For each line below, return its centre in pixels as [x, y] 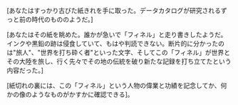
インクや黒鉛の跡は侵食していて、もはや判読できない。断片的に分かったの [116, 44]
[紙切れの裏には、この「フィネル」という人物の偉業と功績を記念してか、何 [117, 85]
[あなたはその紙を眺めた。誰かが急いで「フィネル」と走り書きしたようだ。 [117, 35]
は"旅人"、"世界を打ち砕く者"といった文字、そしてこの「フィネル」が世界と [119, 52]
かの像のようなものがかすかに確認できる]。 [70, 94]
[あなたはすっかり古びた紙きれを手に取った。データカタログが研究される [114, 10]
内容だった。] [25, 70]
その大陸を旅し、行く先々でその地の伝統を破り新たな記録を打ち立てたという [119, 61]
